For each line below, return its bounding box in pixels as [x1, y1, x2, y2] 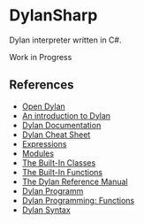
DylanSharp [9, 5, 98, 26]
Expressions [21, 138, 67, 149]
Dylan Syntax [21, 205, 71, 215]
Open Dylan [21, 101, 66, 112]
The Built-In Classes [21, 157, 96, 168]
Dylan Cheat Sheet [21, 129, 91, 140]
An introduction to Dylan [21, 110, 111, 120]
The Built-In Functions [21, 166, 103, 177]
